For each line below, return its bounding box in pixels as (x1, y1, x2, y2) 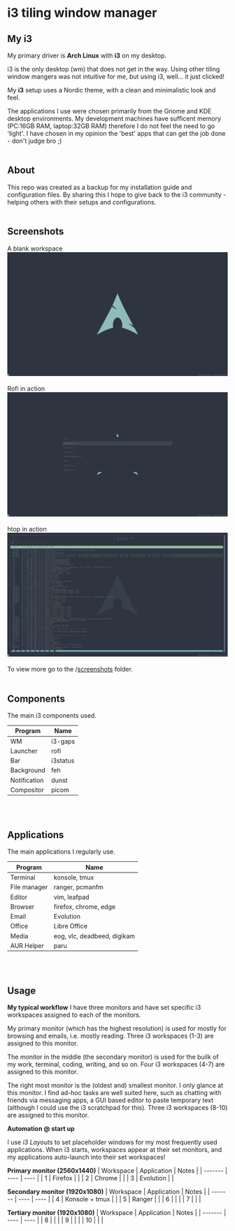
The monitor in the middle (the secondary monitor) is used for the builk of (7, 1052, 219, 1062)
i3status (51, 756, 75, 765)
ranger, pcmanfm (53, 883, 104, 891)
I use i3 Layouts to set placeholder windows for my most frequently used (7, 1138, 218, 1146)
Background (10, 766, 45, 774)
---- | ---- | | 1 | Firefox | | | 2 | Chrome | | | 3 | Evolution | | (7, 1174, 174, 1183)
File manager (10, 883, 48, 891)
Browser (10, 902, 35, 911)
